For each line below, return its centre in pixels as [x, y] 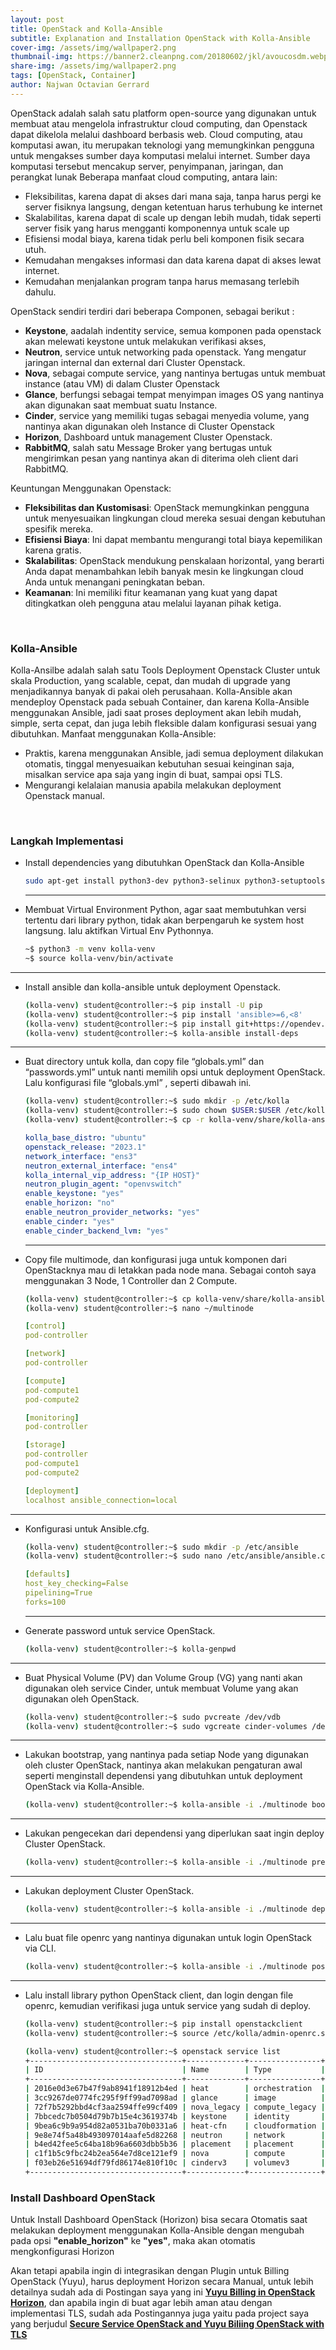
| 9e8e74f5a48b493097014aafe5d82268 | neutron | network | [175, 2135]
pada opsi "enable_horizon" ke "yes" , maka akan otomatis [133, 2241]
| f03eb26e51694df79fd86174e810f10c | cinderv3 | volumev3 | [175, 2163]
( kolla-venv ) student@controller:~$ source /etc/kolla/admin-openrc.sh [177, 2033]
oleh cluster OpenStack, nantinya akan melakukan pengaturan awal [163, 1765]
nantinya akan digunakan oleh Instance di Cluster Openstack [149, 426]
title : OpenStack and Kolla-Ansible [86, 29]
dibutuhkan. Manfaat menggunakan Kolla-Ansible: [113, 734]
